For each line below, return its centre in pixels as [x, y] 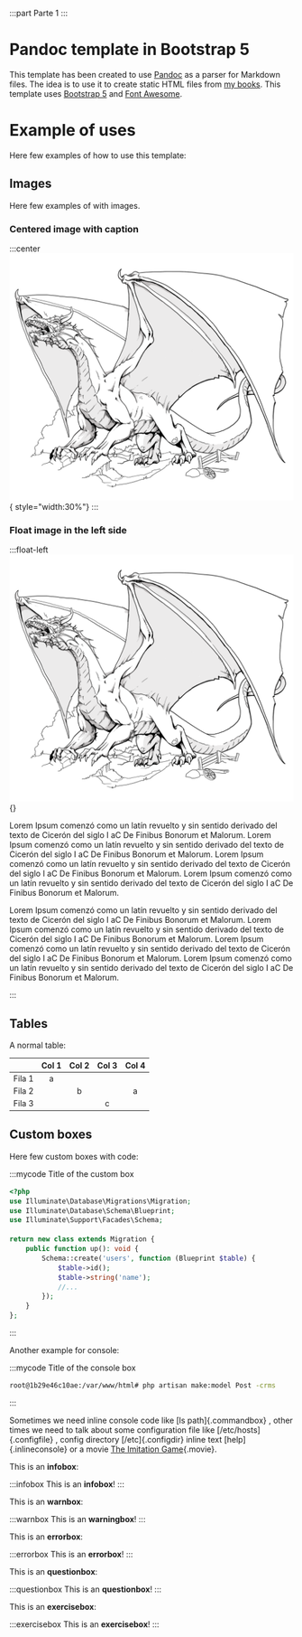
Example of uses [73, 131]
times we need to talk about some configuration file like [112, 1430]
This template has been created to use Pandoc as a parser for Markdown [145, 74]
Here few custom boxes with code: [74, 1156]
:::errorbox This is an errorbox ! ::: [71, 1554]
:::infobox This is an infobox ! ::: [67, 1484]
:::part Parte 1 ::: [39, 13]
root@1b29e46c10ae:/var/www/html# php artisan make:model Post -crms [143, 1386]
